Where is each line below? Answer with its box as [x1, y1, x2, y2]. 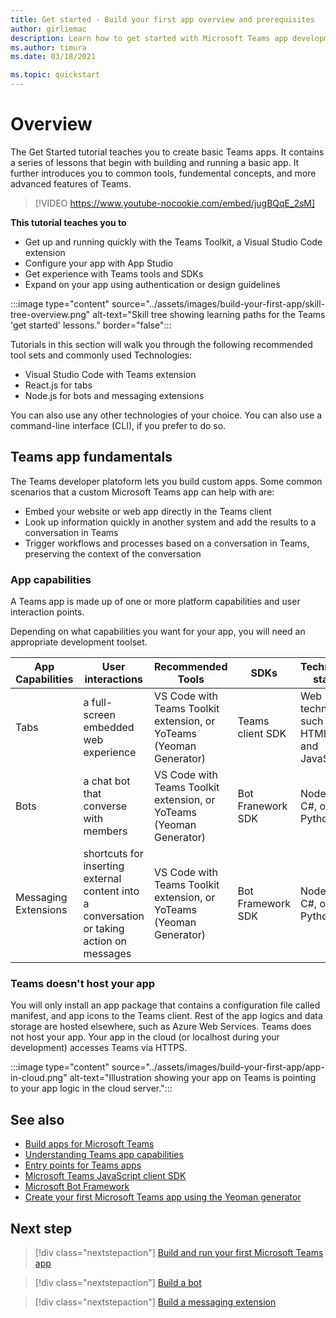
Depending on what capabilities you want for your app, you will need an [10, 626, 306, 638]
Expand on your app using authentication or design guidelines [24, 278, 281, 290]
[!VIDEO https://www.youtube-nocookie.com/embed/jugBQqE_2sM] [34, 197, 316, 209]
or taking [83, 922, 125, 936]
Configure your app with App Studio [24, 257, 174, 269]
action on [83, 934, 128, 948]
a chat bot [83, 774, 131, 788]
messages [83, 947, 132, 961]
